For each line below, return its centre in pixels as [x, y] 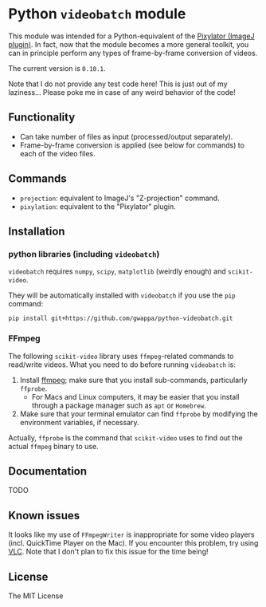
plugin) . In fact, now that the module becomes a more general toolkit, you [129, 44]
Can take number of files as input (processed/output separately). [126, 136]
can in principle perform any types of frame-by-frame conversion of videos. [133, 53]
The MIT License [36, 596]
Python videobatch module [97, 14]
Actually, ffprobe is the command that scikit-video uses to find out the [125, 438]
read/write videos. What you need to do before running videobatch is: [122, 365]
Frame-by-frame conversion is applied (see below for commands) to [132, 145]
